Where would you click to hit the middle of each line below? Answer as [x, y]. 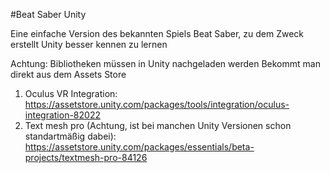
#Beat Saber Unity [48, 14]
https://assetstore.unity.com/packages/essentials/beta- [139, 147]
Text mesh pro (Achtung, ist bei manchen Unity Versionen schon [158, 125]
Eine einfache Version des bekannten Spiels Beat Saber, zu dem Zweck [157, 33]
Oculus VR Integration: [71, 93]
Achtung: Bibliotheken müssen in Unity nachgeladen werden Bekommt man [165, 63]
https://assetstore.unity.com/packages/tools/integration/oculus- [157, 104]
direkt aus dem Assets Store [68, 74]
